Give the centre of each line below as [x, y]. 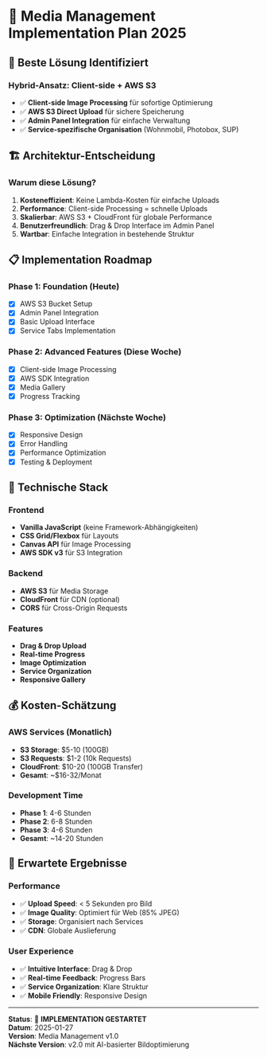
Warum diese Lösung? [52, 182]
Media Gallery [43, 387]
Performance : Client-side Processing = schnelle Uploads [114, 208]
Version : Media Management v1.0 [64, 1035]
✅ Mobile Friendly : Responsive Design [83, 996]
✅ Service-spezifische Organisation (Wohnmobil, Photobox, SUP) [129, 129]
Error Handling [44, 444]
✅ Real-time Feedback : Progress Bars [83, 977]
